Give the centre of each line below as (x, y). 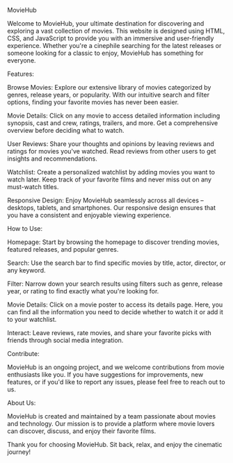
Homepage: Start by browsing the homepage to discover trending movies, (113, 242)
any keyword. (27, 270)
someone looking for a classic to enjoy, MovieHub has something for (105, 53)
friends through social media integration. (65, 340)
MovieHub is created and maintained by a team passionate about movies (112, 416)
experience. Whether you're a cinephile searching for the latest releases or (114, 46)
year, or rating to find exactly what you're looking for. (83, 291)
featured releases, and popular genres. (63, 249)
